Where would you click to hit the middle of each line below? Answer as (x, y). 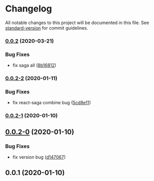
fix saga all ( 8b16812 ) (34, 65)
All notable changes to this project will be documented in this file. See (77, 23)
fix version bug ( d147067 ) (39, 157)
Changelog (29, 9)
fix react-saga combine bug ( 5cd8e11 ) (52, 103)
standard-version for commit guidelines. (47, 28)
